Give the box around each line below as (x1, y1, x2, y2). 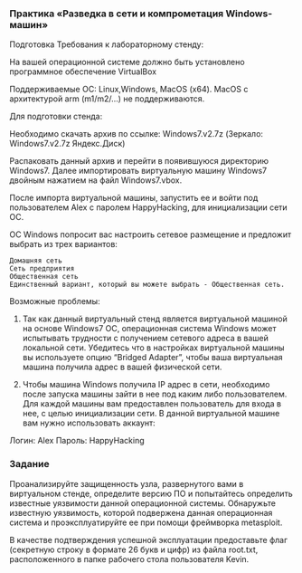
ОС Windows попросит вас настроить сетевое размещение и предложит (9, 229, 292, 240)
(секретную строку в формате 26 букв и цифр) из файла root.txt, (9, 544, 259, 555)
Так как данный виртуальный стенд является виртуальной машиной (22, 313, 288, 324)
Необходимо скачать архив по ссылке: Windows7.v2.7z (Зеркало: (9, 129, 264, 139)
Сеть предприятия (9, 264, 75, 273)
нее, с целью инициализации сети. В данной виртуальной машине (22, 408, 280, 419)
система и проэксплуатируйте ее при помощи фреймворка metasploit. (9, 517, 283, 528)
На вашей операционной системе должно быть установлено (9, 57, 246, 68)
